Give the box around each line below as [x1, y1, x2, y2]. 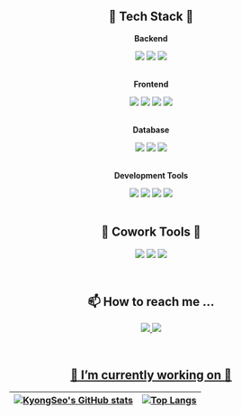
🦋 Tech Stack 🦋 [108, 9, 194, 24]
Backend [134, 32, 168, 43]
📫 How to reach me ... [87, 294, 215, 309]
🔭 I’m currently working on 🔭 [70, 367, 232, 383]
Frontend [133, 78, 169, 89]
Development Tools [113, 170, 189, 180]
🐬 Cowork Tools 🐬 [101, 225, 201, 240]
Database [132, 124, 170, 135]
